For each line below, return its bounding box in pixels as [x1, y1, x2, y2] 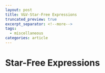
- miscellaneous [9, 31, 43, 36]
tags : [5, 26, 16, 31]
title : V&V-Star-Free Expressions [5, 12, 77, 17]
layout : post [5, 7, 32, 13]
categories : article [5, 36, 48, 41]
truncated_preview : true [5, 17, 57, 22]
